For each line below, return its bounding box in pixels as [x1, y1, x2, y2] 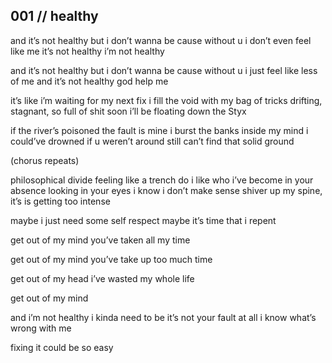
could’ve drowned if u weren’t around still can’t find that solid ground [10, 135, 295, 147]
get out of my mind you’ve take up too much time [10, 253, 213, 265]
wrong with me [10, 322, 72, 334]
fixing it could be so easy [10, 341, 114, 353]
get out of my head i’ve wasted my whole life [10, 272, 195, 284]
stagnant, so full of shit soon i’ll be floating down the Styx [10, 105, 247, 117]
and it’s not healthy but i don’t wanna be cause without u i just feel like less [10, 64, 318, 76]
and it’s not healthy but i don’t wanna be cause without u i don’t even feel [10, 34, 312, 46]
